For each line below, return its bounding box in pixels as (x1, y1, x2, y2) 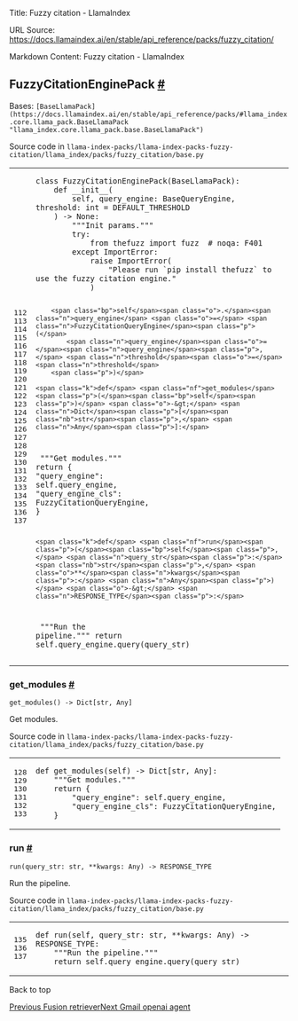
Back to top (9, 984, 51, 994)
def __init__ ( (53, 185, 114, 194)
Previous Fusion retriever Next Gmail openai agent (9, 1001, 191, 1012)
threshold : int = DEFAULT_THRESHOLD (35, 202, 191, 212)
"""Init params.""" (71, 220, 154, 230)
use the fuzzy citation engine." (35, 273, 177, 283)
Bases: (9, 100, 34, 111)
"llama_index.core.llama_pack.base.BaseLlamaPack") (9, 125, 204, 134)
